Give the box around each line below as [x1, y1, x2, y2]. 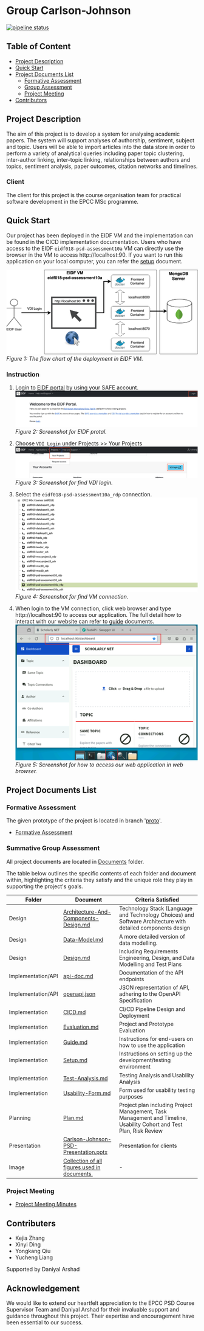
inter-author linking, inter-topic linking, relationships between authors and [6, 156, 191, 163]
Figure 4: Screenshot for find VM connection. [15, 593, 129, 600]
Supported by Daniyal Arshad [6, 1266, 80, 1273]
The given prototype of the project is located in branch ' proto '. [6, 817, 162, 824]
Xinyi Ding [15, 1241, 41, 1248]
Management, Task [119, 1108, 167, 1115]
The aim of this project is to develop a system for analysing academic [6, 130, 180, 137]
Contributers [6, 1218, 56, 1229]
